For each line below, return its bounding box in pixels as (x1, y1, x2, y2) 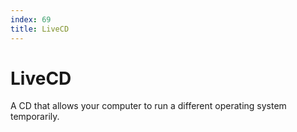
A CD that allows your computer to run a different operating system (10, 100, 287, 112)
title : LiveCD (10, 24, 70, 34)
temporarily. (10, 111, 60, 123)
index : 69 (10, 14, 52, 25)
